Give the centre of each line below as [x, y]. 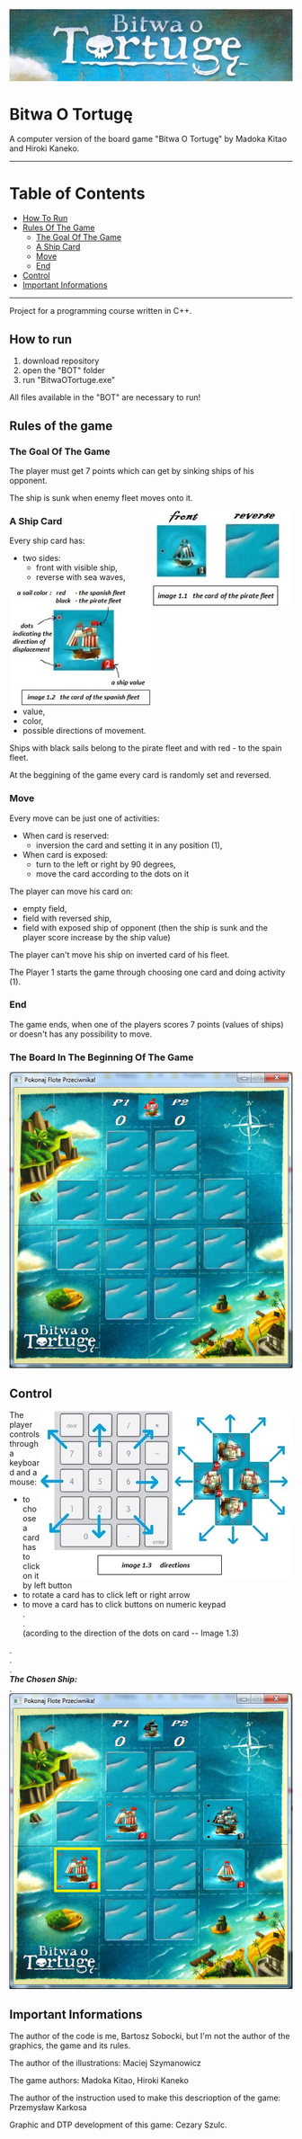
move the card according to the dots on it [112, 873]
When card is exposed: [65, 854]
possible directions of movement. [84, 731]
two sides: [41, 558]
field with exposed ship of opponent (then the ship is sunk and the [145, 927]
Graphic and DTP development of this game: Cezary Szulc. [118, 2125]
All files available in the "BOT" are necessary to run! [105, 397]
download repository [61, 361]
